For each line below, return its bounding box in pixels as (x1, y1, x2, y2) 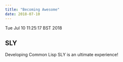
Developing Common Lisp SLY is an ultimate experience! (5, 52, 119, 58)
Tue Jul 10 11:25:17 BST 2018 (5, 25, 62, 31)
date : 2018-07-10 (5, 12, 40, 16)
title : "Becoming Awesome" (5, 7, 60, 12)
